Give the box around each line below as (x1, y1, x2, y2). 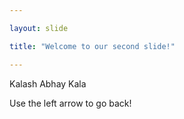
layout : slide (9, 23, 69, 33)
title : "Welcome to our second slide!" (9, 41, 176, 51)
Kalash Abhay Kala (9, 77, 87, 90)
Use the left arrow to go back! (9, 97, 132, 109)
